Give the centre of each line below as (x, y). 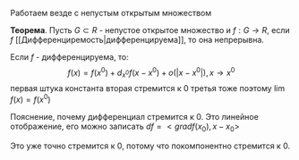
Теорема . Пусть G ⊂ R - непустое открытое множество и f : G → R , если (150, 30)
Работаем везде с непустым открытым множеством (111, 13)
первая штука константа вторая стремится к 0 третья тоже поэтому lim (148, 88)
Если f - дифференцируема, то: (69, 57)
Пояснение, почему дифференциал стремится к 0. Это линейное (134, 117)
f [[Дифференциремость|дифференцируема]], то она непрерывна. (137, 40)
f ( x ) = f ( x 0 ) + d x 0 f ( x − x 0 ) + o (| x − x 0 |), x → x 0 (151, 73)
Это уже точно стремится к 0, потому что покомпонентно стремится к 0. (150, 146)
